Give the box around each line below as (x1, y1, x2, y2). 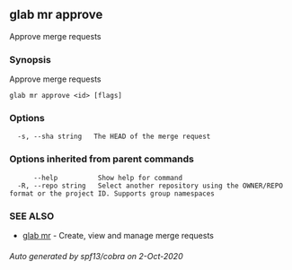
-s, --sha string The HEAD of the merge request (17, 132, 211, 142)
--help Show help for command (32, 173, 182, 182)
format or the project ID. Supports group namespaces (9, 188, 216, 198)
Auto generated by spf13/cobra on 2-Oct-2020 (9, 250, 183, 261)
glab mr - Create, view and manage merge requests (22, 231, 214, 240)
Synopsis (9, 53, 51, 65)
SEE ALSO (9, 210, 55, 222)
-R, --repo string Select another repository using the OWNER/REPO (17, 181, 283, 190)
